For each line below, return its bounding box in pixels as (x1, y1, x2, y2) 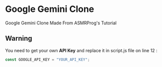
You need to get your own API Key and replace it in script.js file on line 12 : (5, 47, 158, 53)
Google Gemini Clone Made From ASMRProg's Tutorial (5, 20, 117, 26)
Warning (5, 34, 32, 43)
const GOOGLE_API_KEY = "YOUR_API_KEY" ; (5, 57, 90, 62)
